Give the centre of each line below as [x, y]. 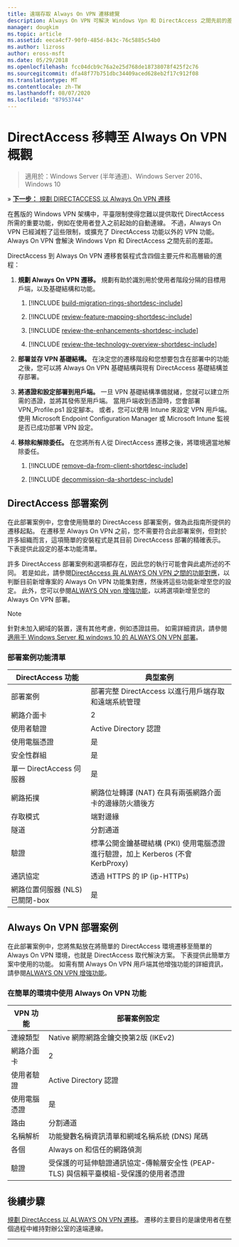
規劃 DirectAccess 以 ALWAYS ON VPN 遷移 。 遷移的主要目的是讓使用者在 [116, 1219]
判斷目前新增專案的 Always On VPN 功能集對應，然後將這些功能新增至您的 [116, 581]
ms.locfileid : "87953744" [46, 100]
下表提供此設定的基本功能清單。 [54, 548]
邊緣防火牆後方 [130, 803]
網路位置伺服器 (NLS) [47, 890]
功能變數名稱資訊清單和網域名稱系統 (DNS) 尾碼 [128, 1137]
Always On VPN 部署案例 [63, 928]
